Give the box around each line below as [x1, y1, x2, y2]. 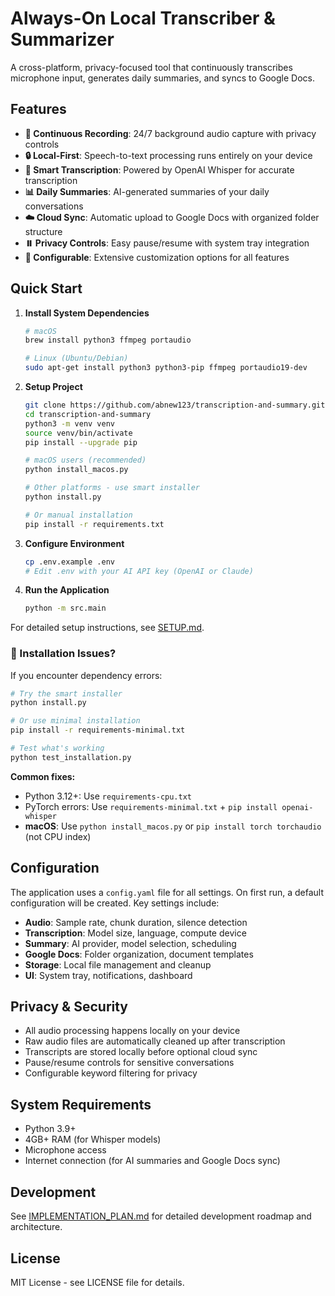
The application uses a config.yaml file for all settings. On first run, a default [10, 886, 325, 898]
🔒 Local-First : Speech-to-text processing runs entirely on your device [24, 149, 313, 161]
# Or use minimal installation [10, 716, 141, 726]
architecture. [10, 1221, 63, 1233]
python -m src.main [24, 603, 107, 614]
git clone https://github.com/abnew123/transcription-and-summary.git [24, 400, 326, 411]
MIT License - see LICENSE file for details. [10, 1276, 185, 1288]
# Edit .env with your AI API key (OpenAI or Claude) [24, 566, 254, 576]
